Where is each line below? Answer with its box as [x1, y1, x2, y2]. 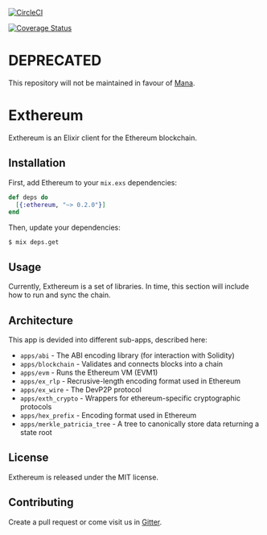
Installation [8, 156, 66, 170]
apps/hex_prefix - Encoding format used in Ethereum [19, 410, 197, 420]
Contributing [8, 496, 74, 509]
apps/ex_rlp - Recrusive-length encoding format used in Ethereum [19, 375, 241, 386]
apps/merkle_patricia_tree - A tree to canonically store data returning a [19, 419, 260, 429]
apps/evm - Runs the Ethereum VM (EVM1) [19, 367, 158, 377]
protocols [19, 401, 52, 411]
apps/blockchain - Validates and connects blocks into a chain [19, 359, 224, 368]
